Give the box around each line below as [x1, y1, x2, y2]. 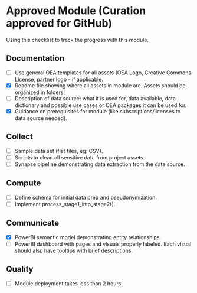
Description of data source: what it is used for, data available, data [14, 95, 176, 102]
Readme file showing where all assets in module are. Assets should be [14, 82, 186, 89]
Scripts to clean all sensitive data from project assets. [14, 154, 145, 161]
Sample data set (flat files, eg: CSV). [14, 147, 103, 154]
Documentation [6, 53, 65, 63]
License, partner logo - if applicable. [14, 76, 103, 83]
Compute [6, 178, 41, 188]
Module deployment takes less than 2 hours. [14, 279, 123, 287]
